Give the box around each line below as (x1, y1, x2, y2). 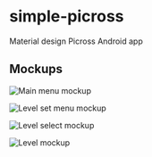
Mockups (9, 62, 63, 77)
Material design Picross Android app (9, 36, 143, 46)
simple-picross (9, 6, 124, 27)
